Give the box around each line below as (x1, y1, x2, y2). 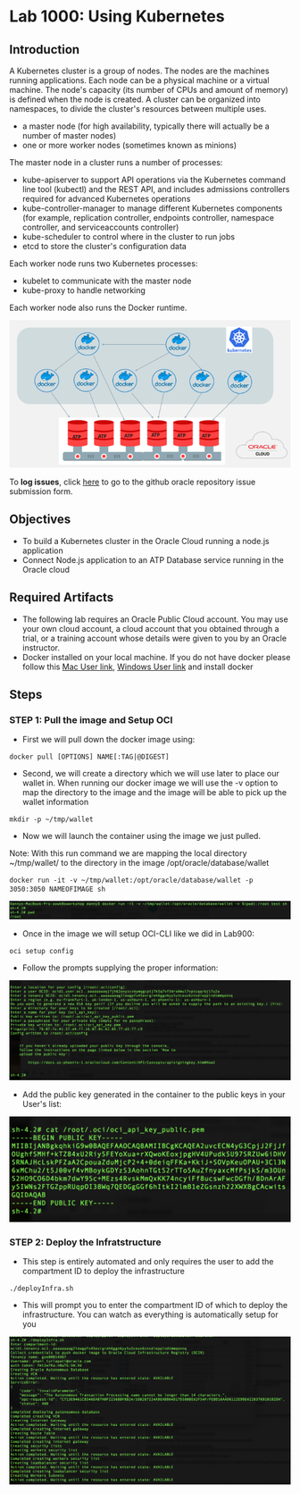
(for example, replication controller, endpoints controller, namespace (21, 213, 275, 222)
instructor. (21, 642, 61, 653)
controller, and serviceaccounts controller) (21, 222, 179, 232)
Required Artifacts (9, 590, 114, 605)
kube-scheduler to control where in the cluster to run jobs (21, 231, 235, 242)
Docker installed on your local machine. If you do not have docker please (21, 651, 291, 662)
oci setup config (9, 947, 74, 956)
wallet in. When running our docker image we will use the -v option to (21, 777, 279, 788)
